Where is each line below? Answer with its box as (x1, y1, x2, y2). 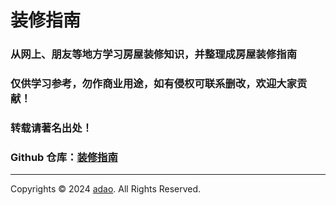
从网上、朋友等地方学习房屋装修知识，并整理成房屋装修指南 (10, 47, 298, 61)
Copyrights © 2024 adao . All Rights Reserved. (10, 183, 202, 195)
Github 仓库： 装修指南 (10, 150, 118, 164)
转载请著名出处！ (10, 121, 93, 135)
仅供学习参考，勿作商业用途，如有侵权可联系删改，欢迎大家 (10, 77, 298, 91)
